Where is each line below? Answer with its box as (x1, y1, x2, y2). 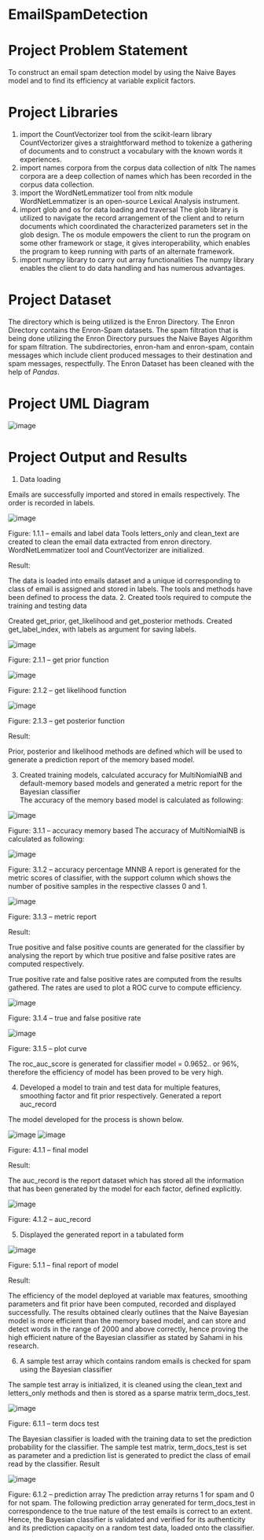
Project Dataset (8, 291, 112, 309)
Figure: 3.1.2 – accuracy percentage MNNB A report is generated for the (8, 864, 241, 874)
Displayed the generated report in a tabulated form (19, 1230, 185, 1239)
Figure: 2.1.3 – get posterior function (8, 716, 125, 725)
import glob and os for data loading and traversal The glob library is (19, 205, 239, 214)
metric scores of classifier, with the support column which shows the (8, 872, 232, 883)
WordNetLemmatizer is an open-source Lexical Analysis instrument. (19, 197, 240, 206)
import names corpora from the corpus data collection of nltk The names (19, 163, 256, 172)
